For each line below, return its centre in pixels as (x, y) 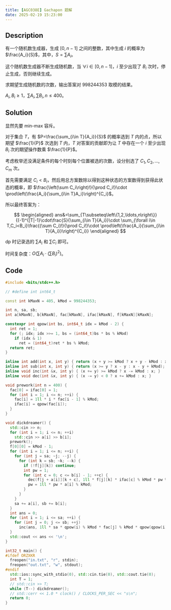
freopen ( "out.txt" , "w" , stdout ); (46, 565)
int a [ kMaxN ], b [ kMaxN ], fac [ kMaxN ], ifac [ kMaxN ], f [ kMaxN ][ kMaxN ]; (79, 315)
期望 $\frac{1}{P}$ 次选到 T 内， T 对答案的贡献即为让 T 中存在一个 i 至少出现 (85, 143)
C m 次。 (14, 169)
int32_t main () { (24, 551)
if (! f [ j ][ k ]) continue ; (50, 466)
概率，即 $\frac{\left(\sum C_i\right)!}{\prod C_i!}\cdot (70, 187)
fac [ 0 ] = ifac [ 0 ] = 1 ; (34, 390)
